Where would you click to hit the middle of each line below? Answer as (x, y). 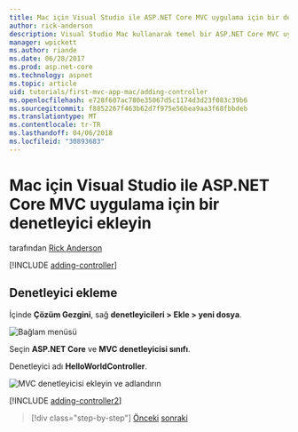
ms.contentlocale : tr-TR (55, 125)
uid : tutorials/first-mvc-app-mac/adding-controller (109, 92)
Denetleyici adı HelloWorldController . (78, 366)
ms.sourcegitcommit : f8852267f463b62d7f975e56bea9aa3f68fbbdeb (129, 108)
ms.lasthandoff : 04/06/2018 (61, 133)
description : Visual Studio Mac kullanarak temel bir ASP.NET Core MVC (144, 34)
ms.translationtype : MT (53, 116)
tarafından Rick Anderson (56, 248)
